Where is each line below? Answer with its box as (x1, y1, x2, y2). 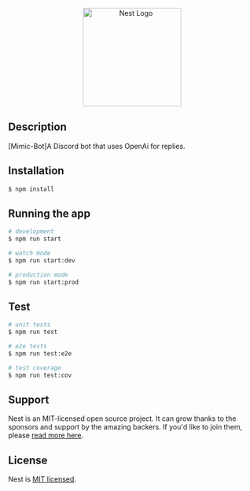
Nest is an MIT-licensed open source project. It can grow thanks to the (8, 414, 237, 423)
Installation (8, 164, 64, 177)
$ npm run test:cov (8, 371, 72, 379)
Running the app (8, 206, 90, 220)
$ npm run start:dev (8, 256, 76, 264)
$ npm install (8, 185, 55, 193)
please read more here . (8, 430, 84, 441)
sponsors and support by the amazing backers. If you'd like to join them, (8, 422, 242, 432)
